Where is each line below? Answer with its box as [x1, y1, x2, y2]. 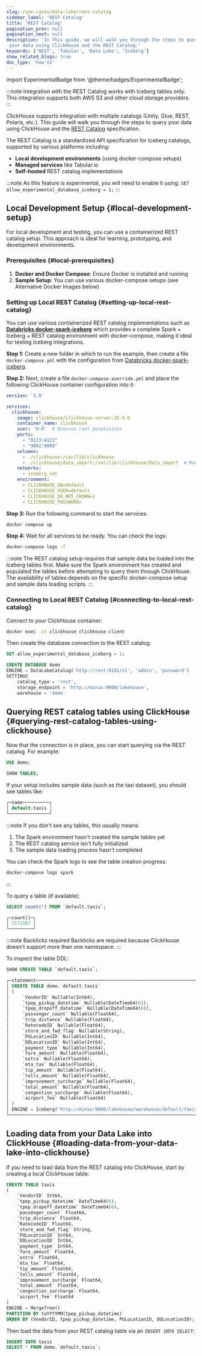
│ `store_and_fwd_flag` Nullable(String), [6, 1028, 125, 1034]
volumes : [17, 448, 39, 454]
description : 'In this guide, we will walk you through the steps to [6, 37, 185, 43]
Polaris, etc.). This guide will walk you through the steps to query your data [6, 118, 192, 125]
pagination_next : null [6, 31, 63, 37]
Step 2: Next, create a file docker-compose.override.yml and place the [6, 375, 179, 382]
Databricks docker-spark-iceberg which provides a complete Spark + [6, 325, 182, 332]
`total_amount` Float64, [17, 1282, 79, 1288]
